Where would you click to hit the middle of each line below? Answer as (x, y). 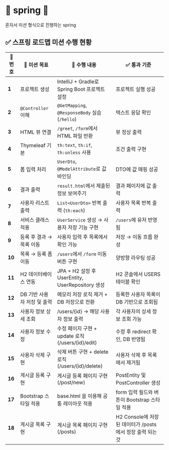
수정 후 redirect (133, 331)
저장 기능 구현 (83, 227)
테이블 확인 (128, 281)
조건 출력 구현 (131, 149)
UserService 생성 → (80, 220)
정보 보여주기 (72, 193)
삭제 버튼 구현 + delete (83, 352)
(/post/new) (71, 382)
